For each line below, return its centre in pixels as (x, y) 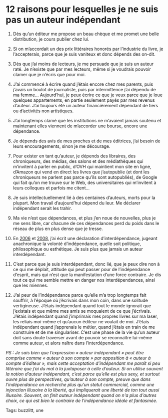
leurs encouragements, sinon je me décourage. (61, 146)
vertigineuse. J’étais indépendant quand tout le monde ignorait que (82, 305)
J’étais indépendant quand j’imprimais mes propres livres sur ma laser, (85, 316)
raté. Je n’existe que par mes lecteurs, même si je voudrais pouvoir (82, 69)
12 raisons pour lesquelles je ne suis (82, 9)
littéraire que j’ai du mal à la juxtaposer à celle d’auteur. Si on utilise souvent (84, 368)
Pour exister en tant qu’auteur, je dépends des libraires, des (74, 156)
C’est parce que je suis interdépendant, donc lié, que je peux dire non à (86, 264)
